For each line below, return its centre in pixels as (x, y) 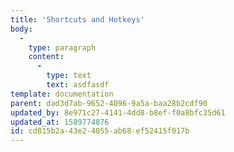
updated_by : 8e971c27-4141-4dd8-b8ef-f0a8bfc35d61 (118, 112)
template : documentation (62, 94)
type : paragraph (62, 47)
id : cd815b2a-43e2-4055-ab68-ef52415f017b (100, 131)
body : (21, 29)
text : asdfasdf (78, 85)
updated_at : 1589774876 (60, 122)
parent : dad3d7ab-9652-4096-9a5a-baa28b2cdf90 (109, 103)
